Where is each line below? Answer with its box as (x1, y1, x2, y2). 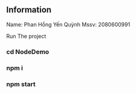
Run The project (6, 33, 47, 40)
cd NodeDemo (6, 48, 50, 56)
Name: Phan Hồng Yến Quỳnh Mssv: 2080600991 (6, 20, 131, 28)
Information (6, 5, 52, 15)
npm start (6, 80, 36, 88)
